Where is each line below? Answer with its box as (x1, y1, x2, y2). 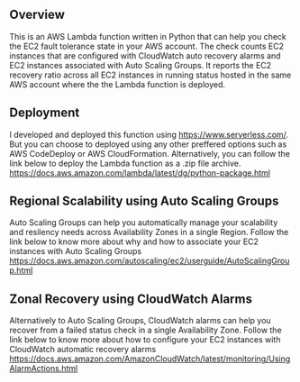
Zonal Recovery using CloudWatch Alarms (9, 291, 252, 306)
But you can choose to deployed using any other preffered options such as (9, 139, 287, 150)
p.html (9, 265, 33, 276)
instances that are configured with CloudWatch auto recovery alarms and (9, 50, 281, 61)
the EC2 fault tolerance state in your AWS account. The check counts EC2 (9, 41, 284, 51)
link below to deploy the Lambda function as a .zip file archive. (9, 158, 241, 168)
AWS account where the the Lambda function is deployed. (9, 78, 226, 89)
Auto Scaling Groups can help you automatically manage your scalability (9, 217, 278, 228)
